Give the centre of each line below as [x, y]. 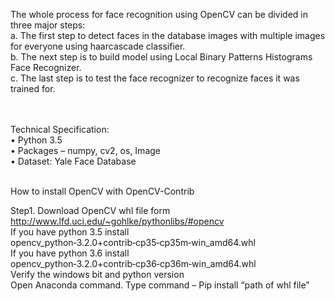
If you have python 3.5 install [70, 232]
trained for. [33, 88]
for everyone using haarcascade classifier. [98, 46]
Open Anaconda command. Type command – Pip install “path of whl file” [160, 285]
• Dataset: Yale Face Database [73, 161]
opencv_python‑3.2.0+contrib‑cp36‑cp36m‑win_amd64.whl [133, 263]
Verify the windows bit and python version [97, 274]
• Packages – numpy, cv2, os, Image [85, 150]
